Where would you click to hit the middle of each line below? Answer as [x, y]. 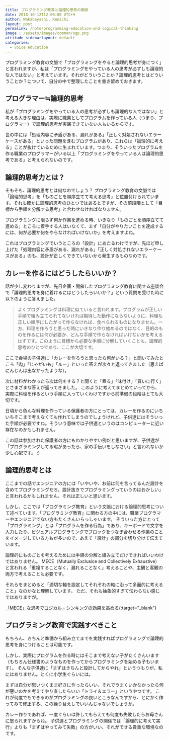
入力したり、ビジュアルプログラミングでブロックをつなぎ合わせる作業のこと [84, 532]
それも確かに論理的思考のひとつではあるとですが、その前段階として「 [86, 203]
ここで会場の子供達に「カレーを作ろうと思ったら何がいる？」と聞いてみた [82, 358]
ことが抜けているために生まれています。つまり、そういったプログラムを [89, 147]
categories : [18, 43]
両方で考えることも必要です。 [36, 573]
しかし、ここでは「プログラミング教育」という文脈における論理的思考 [78, 507]
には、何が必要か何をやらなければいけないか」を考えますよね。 [71, 232]
